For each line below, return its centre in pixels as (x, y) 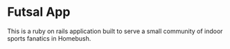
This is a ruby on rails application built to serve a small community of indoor (115, 31)
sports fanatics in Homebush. (49, 38)
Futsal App (39, 12)
